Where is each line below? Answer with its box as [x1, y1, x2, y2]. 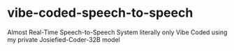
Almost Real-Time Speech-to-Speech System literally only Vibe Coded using [7, 28, 228, 36]
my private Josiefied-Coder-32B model [7, 35, 120, 43]
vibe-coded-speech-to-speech [7, 5, 193, 21]
